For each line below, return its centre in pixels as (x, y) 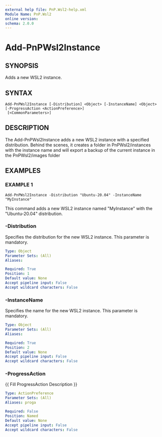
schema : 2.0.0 (20, 23)
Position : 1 (17, 274)
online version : (22, 19)
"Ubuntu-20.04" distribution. (34, 214)
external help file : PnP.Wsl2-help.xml (46, 10)
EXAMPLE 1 (19, 185)
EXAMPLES (23, 171)
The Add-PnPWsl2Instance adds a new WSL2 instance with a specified (77, 139)
